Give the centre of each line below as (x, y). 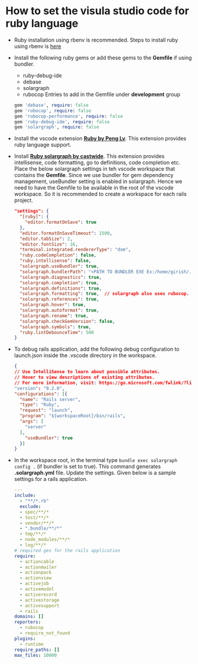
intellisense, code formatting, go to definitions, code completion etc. (97, 163)
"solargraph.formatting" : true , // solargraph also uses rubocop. (105, 294)
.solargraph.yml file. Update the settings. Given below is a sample (95, 473)
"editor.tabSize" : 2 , (46, 239)
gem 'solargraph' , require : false (56, 127)
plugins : (25, 639)
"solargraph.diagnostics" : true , (61, 277)
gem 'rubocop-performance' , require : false (69, 116)
